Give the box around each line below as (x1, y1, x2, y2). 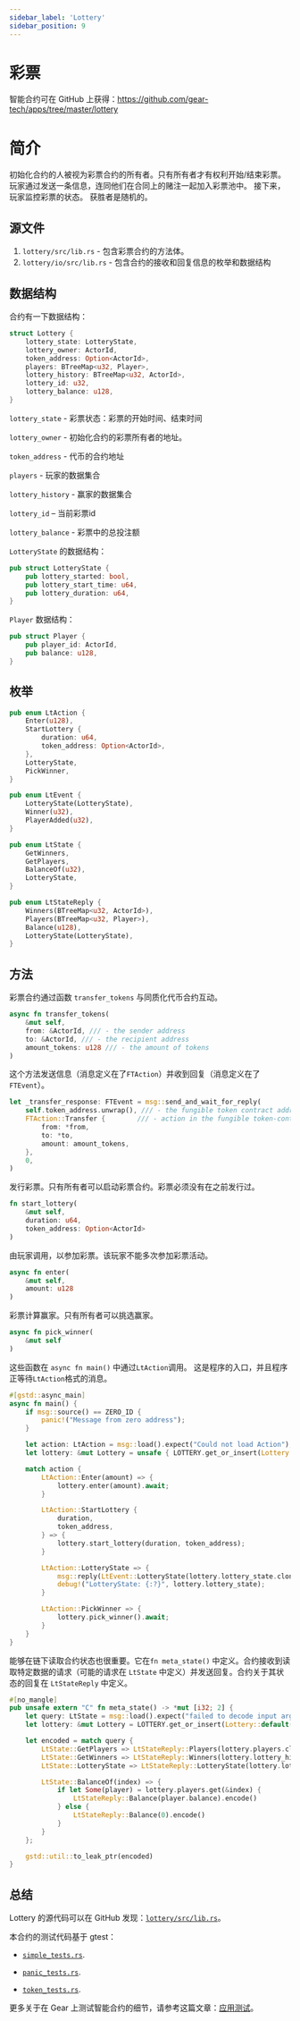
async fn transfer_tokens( (9, 1010, 110, 1019)
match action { (25, 1464, 82, 1474)
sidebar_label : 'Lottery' (9, 13, 105, 22)
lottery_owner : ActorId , (25, 345, 118, 354)
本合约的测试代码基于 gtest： (9, 1932, 117, 1942)
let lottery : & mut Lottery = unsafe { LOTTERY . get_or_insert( (25, 1449, 262, 1458)
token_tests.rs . (21, 1984, 82, 1995)
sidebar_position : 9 (9, 21, 87, 30)
